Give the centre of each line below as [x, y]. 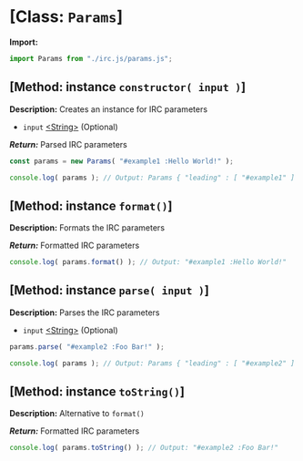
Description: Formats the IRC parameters [87, 228]
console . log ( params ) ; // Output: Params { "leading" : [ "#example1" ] [152, 178]
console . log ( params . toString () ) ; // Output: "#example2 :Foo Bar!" [144, 448]
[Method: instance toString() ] [97, 392]
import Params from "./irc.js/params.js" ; [91, 58]
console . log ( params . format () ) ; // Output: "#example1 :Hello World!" [148, 262]
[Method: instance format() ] [91, 205]
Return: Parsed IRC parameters [68, 144]
